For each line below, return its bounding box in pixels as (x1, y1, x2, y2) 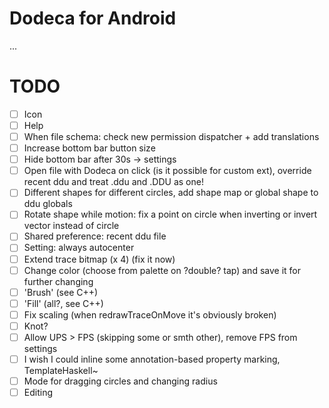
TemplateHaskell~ (23, 365, 99, 376)
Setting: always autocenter (23, 242, 135, 254)
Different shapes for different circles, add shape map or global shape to (23, 187, 319, 199)
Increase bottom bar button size (23, 142, 156, 154)
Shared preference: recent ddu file (23, 230, 167, 242)
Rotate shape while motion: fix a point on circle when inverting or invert (23, 208, 318, 221)
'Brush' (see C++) (23, 286, 99, 298)
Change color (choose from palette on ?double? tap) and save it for (23, 264, 301, 276)
